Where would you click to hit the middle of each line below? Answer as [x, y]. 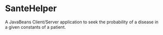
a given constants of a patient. [36, 27]
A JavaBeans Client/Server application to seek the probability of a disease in [82, 22]
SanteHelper [31, 9]
